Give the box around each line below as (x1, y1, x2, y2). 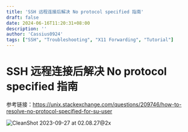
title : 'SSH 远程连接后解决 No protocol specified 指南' (6, 8, 144, 15)
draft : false (6, 14, 39, 20)
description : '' (6, 25, 47, 32)
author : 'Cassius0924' (6, 31, 63, 37)
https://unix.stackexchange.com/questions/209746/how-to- (33, 101, 182, 108)
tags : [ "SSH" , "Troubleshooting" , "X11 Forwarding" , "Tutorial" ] (6, 37, 174, 43)
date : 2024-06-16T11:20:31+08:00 (6, 20, 90, 26)
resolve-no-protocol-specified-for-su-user (6, 107, 113, 115)
